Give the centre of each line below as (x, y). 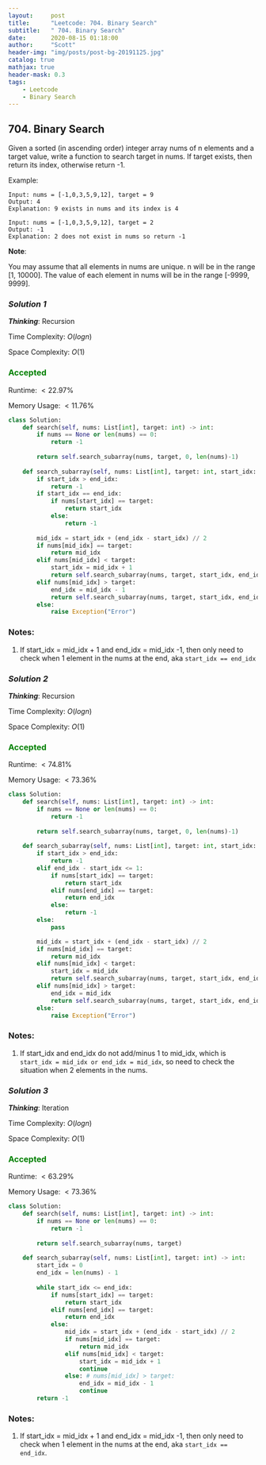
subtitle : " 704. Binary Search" (67, 30)
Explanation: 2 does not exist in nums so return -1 (97, 237)
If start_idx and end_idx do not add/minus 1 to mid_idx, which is (123, 1053)
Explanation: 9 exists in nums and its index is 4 (93, 209)
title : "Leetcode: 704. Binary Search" (83, 23)
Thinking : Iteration (39, 1108)
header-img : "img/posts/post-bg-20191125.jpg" (86, 52)
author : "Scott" (42, 45)
